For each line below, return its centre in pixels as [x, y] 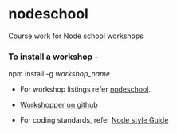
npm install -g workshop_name [59, 74]
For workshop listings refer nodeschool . [85, 89]
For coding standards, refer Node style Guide [94, 120]
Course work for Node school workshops [76, 36]
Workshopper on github [59, 105]
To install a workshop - [53, 57]
